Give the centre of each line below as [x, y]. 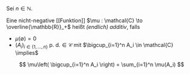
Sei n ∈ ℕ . [20, 8]
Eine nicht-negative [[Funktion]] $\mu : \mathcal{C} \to [75, 20]
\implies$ [27, 52]
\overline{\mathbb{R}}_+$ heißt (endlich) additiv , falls [73, 27]
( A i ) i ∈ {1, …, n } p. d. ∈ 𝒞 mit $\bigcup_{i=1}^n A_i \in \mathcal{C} [94, 46]
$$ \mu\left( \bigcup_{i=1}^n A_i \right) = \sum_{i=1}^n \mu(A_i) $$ [102, 64]
